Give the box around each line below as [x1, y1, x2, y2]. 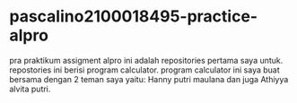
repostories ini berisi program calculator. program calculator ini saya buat [9, 64, 280, 75]
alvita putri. [9, 83, 51, 94]
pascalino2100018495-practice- [9, 6, 258, 27]
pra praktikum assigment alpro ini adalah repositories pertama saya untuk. [9, 55, 284, 65]
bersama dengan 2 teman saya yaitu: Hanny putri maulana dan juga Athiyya [9, 73, 289, 84]
